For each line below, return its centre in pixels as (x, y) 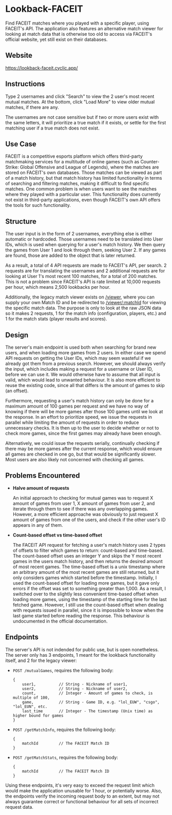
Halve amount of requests (41, 488)
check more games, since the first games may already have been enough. (83, 433)
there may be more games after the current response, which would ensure (84, 449)
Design (17, 335)
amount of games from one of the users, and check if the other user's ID (89, 520)
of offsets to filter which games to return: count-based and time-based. (88, 550)
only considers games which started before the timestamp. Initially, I (85, 577)
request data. (19, 807)
